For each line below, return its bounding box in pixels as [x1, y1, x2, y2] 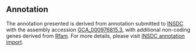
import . [6, 38, 24, 45]
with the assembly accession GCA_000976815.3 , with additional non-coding [6, 26, 191, 33]
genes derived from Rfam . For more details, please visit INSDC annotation [6, 32, 185, 39]
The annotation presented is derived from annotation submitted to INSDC [6, 20, 184, 27]
